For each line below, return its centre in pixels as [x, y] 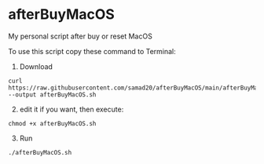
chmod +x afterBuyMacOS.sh [52, 123]
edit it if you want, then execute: [71, 109]
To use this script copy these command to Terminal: [92, 51]
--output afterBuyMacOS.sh [52, 95]
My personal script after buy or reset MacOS [81, 36]
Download [36, 66]
